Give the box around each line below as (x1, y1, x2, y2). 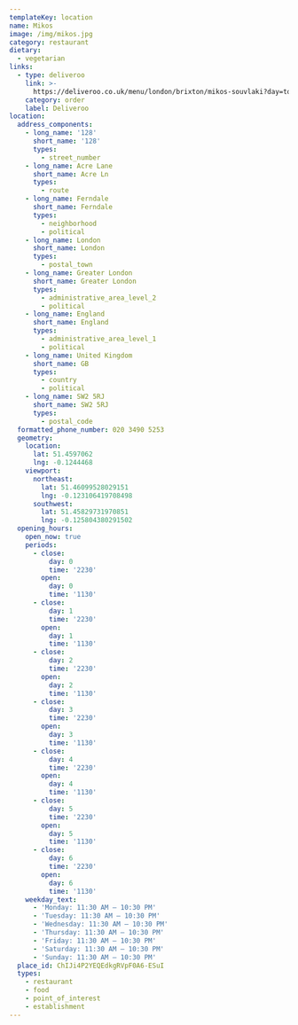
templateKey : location (9, 12, 93, 22)
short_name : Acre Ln (32, 169, 109, 178)
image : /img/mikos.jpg (9, 29, 93, 38)
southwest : (32, 499, 74, 508)
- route (41, 186, 69, 195)
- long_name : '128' (25, 129, 98, 137)
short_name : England (32, 318, 109, 327)
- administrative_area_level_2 (41, 293, 157, 302)
